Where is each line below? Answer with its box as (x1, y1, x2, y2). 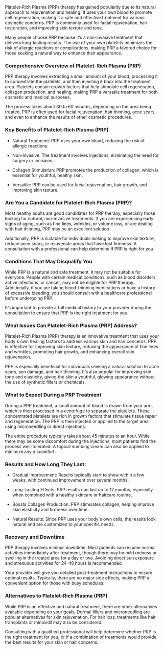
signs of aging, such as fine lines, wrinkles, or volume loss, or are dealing (5, 221, 153, 226)
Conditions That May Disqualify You (5, 258, 93, 265)
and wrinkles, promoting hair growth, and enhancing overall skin (5, 349, 135, 355)
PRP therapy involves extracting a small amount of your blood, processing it (5, 74, 158, 79)
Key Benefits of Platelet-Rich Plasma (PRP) (5, 126, 109, 133)
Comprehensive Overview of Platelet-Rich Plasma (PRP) (5, 62, 141, 69)
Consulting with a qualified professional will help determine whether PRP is (5, 628, 156, 634)
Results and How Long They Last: (5, 461, 87, 468)
